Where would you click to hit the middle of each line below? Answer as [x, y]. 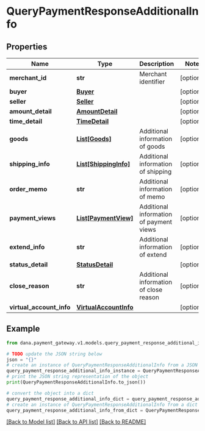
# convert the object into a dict [50, 393]
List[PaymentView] [105, 218]
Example [23, 329]
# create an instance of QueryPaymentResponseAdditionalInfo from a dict [102, 404]
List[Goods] [94, 139]
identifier [152, 82]
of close [151, 290]
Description [157, 64]
